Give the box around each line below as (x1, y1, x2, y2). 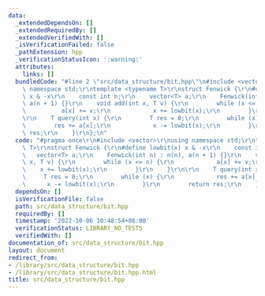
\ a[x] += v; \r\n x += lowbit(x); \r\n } (22, 107, 252, 115)
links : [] (22, 70, 55, 78)
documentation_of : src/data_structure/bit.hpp (8, 239, 164, 247)
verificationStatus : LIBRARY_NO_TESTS (15, 224, 144, 233)
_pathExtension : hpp (15, 48, 83, 56)
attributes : (15, 63, 55, 71)
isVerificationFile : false (15, 195, 104, 203)
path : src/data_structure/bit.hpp (15, 202, 129, 210)
